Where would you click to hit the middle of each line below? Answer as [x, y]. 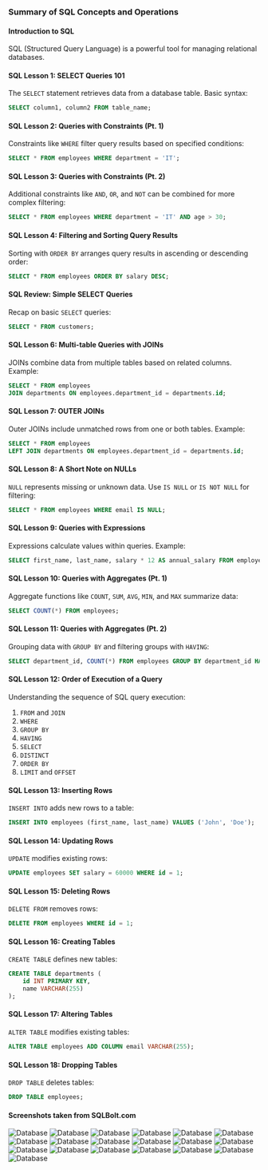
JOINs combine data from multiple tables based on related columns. [120, 363]
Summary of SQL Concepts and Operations [94, 12]
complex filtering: [37, 203]
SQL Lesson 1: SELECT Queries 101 [67, 75]
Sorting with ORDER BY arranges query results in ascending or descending [128, 253]
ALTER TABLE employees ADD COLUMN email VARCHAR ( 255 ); [101, 1047]
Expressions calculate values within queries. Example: [97, 545]
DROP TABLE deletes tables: [51, 1083]
